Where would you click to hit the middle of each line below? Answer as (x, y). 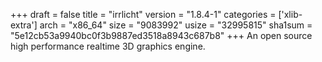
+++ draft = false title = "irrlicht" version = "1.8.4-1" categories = (143, 14)
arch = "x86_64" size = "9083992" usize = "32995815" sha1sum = (176, 25)
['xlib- (290, 14)
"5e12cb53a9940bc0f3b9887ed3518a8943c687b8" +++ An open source (161, 35)
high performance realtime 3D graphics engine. (108, 46)
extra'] (24, 25)
